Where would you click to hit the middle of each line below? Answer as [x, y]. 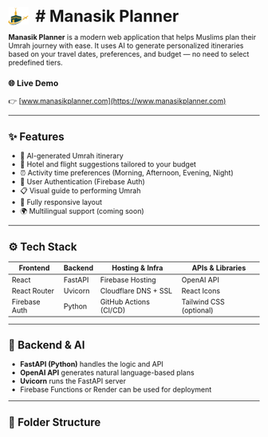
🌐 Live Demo [33, 83]
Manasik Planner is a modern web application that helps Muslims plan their [132, 37]
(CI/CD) [113, 310]
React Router [33, 290]
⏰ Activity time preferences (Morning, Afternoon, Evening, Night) [126, 173]
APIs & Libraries [219, 268]
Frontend [34, 268]
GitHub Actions [125, 302]
